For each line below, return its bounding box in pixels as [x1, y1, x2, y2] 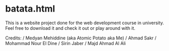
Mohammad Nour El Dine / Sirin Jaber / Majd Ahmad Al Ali [5, 40, 126, 46]
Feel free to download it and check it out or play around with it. [5, 25, 136, 31]
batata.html [5, 3, 55, 15]
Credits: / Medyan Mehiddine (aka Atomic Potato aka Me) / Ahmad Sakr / [5, 35, 157, 41]
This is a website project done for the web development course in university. [5, 20, 164, 26]
